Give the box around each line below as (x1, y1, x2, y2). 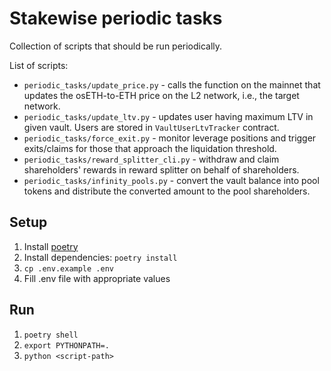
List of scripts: (9, 59, 69, 71)
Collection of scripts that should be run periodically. (9, 40, 223, 52)
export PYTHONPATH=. (23, 340, 110, 351)
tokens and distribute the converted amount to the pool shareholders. (23, 185, 311, 197)
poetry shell (23, 330, 79, 340)
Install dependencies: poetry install (23, 251, 178, 263)
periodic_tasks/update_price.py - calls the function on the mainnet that (23, 78, 321, 91)
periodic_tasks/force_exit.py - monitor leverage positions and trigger (23, 132, 317, 144)
